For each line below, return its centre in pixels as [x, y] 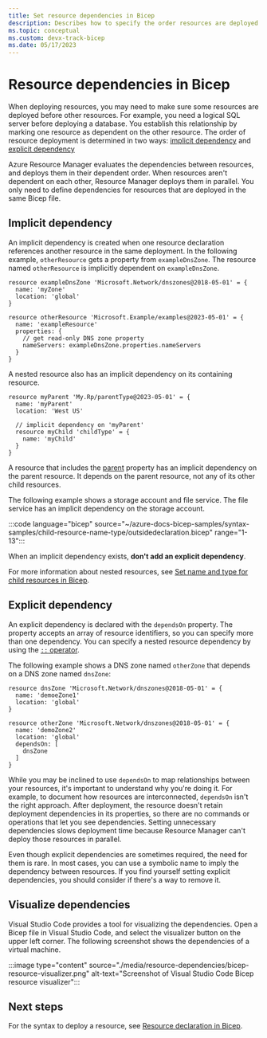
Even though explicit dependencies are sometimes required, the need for [128, 854]
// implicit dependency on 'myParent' [80, 425]
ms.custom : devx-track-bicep [57, 38]
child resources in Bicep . [49, 580]
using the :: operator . [44, 649]
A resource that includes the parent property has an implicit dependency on [133, 468]
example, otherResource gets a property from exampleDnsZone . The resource [132, 259]
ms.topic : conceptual [44, 30]
